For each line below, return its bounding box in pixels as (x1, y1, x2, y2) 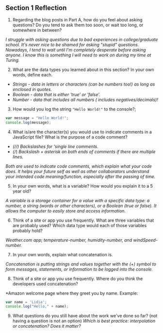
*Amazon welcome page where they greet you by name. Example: (5, 290, 138, 296)
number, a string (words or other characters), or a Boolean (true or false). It (5, 203, 157, 209)
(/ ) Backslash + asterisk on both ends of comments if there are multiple (12, 148, 156, 155)
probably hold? (12, 228, 43, 233)
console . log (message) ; (5, 120, 51, 125)
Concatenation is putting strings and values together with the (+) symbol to (5, 261, 157, 267)
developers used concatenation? (12, 280, 78, 286)
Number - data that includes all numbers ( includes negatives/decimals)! (12, 97, 158, 103)
